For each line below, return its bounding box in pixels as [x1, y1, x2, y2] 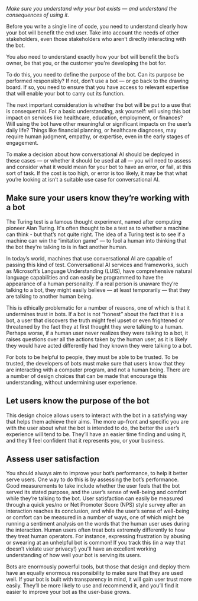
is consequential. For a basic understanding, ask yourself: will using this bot [6, 108, 191, 115]
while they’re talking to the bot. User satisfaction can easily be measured [6, 495, 183, 502]
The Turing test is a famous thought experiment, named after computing [6, 218, 182, 225]
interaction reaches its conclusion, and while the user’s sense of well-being [6, 507, 190, 515]
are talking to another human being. [6, 292, 93, 300]
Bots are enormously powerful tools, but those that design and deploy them [6, 563, 190, 570]
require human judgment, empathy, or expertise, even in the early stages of [6, 133, 190, 140]
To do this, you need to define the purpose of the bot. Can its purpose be [6, 71, 184, 78]
